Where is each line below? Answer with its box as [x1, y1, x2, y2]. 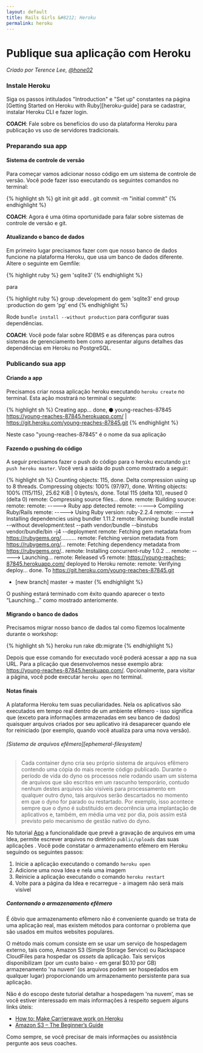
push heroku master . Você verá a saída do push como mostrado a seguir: [6, 465, 188, 472]
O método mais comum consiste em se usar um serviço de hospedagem [6, 940, 187, 947]
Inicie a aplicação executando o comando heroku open [15, 860, 151, 867]
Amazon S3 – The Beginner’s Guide [15, 1021, 104, 1029]
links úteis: [6, 1003, 33, 1011]
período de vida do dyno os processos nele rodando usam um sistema [21, 772, 198, 779]
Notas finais [6, 687, 38, 695]
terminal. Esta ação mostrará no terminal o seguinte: [6, 394, 137, 402]
